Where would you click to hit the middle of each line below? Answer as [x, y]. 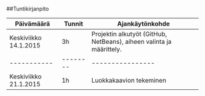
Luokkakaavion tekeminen [129, 80]
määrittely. [106, 49]
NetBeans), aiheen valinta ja [131, 42]
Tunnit [74, 24]
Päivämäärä [33, 24]
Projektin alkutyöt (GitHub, [129, 34]
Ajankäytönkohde [143, 24]
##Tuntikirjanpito [28, 9]
